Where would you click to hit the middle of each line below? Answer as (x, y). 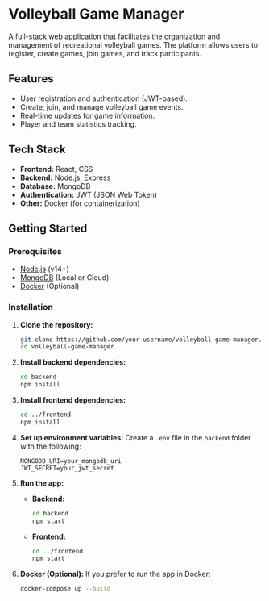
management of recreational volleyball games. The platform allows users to (133, 44)
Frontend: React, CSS (56, 169)
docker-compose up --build (65, 589)
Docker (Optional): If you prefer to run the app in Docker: (115, 574)
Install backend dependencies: (73, 362)
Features (31, 79)
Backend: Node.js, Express (65, 177)
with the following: (51, 446)
